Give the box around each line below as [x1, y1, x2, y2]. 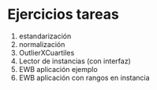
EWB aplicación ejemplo [18, 64, 98, 74]
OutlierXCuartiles [18, 48, 75, 57]
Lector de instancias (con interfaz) [18, 56, 131, 66]
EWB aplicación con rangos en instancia [18, 73, 151, 82]
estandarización [18, 31, 72, 41]
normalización [18, 39, 65, 49]
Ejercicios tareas [7, 5, 119, 23]
